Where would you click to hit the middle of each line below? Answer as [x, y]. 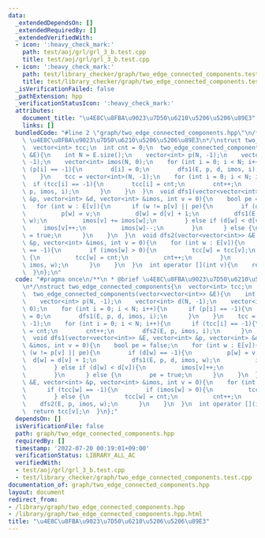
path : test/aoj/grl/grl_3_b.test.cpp [84, 52]
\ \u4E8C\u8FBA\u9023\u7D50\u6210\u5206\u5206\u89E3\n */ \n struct [132, 140]
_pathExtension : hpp [49, 96]
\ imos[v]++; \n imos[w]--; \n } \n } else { [137, 228]
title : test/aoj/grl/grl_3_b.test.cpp [86, 60]
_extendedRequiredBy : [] [56, 30]
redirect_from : [33, 499]
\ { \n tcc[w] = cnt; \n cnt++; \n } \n [127, 257]
